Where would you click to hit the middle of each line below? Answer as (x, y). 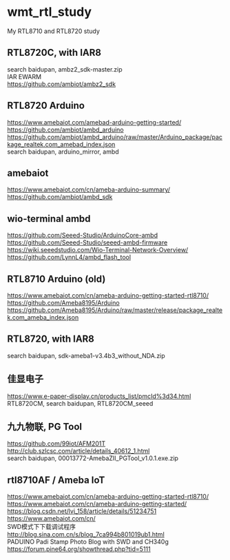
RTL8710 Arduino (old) (56, 279)
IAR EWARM (24, 76)
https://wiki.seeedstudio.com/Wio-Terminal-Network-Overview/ (98, 250)
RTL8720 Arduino (46, 106)
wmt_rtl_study (49, 12)
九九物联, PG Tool (45, 427)
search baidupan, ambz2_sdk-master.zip (65, 69)
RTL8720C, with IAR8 (54, 53)
